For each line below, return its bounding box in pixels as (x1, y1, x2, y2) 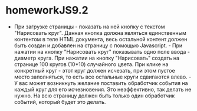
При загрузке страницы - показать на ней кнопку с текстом (14, 23, 166, 30)
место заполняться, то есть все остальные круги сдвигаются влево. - (14, 73, 192, 80)
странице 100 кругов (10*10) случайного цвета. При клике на (14, 60, 169, 68)
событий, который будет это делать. (14, 98, 106, 105)
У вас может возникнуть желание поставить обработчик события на (14, 79, 188, 86)
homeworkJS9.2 (5, 4, 89, 17)
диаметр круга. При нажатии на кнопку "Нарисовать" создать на (14, 54, 180, 61)
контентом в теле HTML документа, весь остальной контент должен (14, 35, 188, 43)
